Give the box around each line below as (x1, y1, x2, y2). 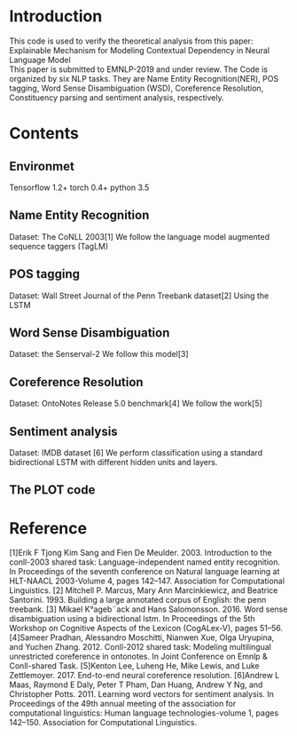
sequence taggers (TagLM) (9, 241, 109, 251)
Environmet (9, 158, 75, 174)
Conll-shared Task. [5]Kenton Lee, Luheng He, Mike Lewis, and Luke (9, 661, 260, 671)
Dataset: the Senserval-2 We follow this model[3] (9, 349, 189, 360)
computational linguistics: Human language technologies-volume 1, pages (9, 708, 279, 718)
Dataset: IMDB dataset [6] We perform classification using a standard (9, 447, 263, 458)
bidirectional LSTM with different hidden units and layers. (9, 457, 218, 467)
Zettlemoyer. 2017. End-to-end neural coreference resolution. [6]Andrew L (9, 670, 280, 681)
